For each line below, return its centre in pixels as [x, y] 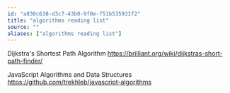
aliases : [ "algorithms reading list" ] [64, 33]
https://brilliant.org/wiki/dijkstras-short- [165, 54]
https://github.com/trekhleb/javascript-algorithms [80, 82]
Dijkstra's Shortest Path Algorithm [57, 54]
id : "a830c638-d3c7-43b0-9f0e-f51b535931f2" [74, 14]
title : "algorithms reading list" [58, 20]
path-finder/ [25, 61]
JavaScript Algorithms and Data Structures [70, 75]
